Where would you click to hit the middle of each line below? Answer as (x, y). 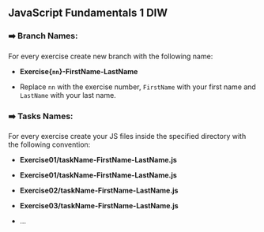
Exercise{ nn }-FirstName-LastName (79, 71)
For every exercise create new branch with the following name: (111, 56)
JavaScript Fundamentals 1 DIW (88, 13)
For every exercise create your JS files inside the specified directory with (127, 136)
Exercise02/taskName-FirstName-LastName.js (99, 190)
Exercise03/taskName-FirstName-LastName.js (99, 205)
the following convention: (49, 144)
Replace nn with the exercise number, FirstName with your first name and (138, 87)
